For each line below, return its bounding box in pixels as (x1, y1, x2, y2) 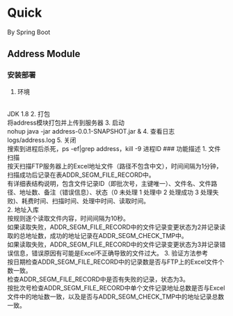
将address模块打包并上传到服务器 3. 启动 (7, 118, 125, 127)
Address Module (7, 48, 81, 60)
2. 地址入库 (7, 205, 40, 214)
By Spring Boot (7, 28, 51, 36)
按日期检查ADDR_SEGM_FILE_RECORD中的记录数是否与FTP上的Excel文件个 (7, 258, 225, 266)
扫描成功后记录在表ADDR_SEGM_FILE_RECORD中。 (7, 171, 155, 179)
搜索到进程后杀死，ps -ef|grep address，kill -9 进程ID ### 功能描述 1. (7, 144, 207, 152)
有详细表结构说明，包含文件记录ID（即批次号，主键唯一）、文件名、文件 (7, 179, 211, 187)
